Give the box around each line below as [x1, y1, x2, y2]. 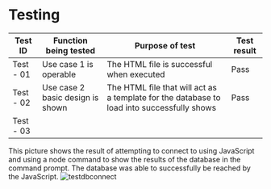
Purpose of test [134, 40, 196, 51]
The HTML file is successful [106, 58, 213, 69]
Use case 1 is [41, 58, 94, 69]
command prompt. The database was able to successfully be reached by [8, 163, 252, 173]
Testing [8, 6, 60, 24]
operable [41, 69, 77, 80]
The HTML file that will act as [106, 82, 218, 93]
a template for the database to [106, 91, 221, 103]
